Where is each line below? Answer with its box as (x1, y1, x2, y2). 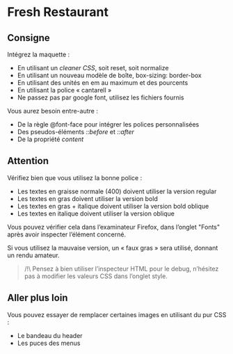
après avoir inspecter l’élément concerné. (7, 230, 127, 239)
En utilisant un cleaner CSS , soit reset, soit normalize (17, 64, 169, 72)
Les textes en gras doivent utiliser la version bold (17, 194, 158, 202)
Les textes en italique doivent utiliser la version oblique (17, 209, 175, 218)
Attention (7, 155, 49, 167)
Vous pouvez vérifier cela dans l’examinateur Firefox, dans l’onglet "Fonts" (7, 223, 220, 231)
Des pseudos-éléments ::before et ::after (17, 128, 134, 136)
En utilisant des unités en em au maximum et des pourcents (17, 79, 188, 87)
